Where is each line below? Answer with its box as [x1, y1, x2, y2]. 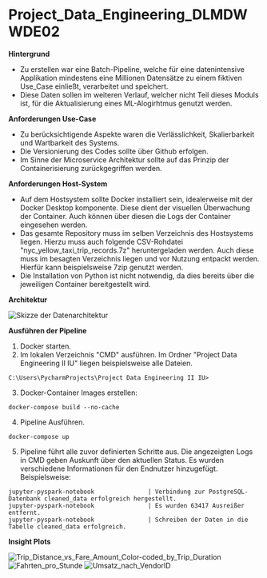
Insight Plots [8, 536, 51, 546]
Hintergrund [8, 49, 50, 58]
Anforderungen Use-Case [8, 114, 97, 123]
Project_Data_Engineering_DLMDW [8, 6, 248, 24]
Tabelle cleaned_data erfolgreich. [8, 522, 127, 531]
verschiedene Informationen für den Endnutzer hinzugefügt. [19, 464, 218, 473]
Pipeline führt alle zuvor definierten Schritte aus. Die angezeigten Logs [19, 446, 253, 456]
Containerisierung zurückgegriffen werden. [19, 163, 162, 173]
